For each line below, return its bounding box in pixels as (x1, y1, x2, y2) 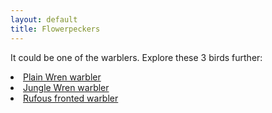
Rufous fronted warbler (23, 92, 119, 104)
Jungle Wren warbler (23, 81, 110, 93)
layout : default (10, 14, 78, 25)
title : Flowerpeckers (10, 24, 101, 34)
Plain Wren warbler (23, 71, 102, 83)
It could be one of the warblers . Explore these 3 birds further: (10, 51, 263, 63)
